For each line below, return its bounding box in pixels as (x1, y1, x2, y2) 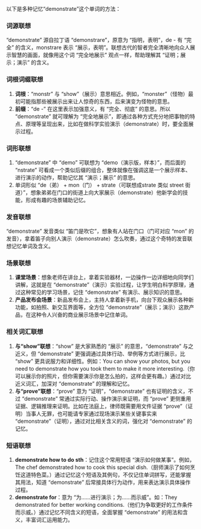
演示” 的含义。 (16, 59, 53, 66)
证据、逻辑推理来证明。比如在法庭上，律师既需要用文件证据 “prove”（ (14, 402, 188, 410)
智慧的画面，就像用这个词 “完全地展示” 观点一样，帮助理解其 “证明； (11, 52, 181, 59)
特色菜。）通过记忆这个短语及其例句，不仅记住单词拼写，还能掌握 (31, 471, 191, 479)
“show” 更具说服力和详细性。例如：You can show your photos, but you (14, 357, 191, 365)
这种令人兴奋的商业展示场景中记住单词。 (31, 311, 131, 318)
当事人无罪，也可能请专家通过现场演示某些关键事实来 (25, 410, 157, 417)
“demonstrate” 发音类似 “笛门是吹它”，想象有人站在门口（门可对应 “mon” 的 (6, 227, 194, 235)
